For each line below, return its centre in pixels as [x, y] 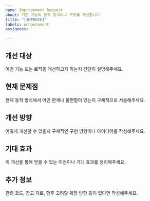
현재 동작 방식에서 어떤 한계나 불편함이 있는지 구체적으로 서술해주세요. [75, 100]
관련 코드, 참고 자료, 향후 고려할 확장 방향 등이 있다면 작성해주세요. [72, 193]
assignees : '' [21, 29]
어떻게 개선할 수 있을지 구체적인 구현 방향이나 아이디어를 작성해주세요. [75, 131]
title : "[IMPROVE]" [26, 19]
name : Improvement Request [34, 10]
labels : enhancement [27, 24]
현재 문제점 [22, 87]
